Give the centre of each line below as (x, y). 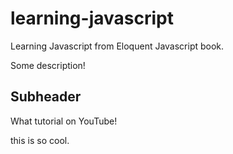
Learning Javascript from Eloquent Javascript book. (117, 46)
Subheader (46, 97)
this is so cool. (40, 140)
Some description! (48, 65)
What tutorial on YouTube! (64, 121)
